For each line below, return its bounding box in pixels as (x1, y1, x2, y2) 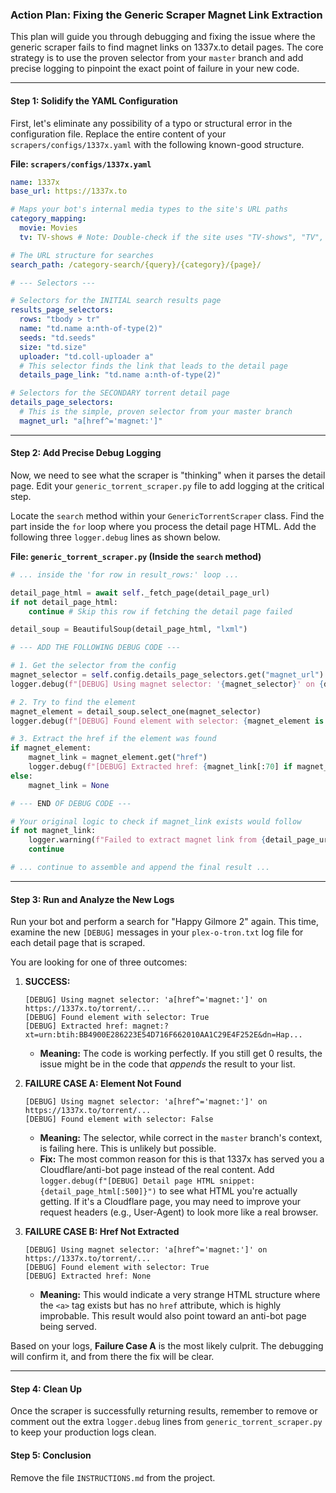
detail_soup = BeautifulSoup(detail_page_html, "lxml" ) (10, 624, 248, 635)
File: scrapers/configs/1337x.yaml (10, 158, 152, 170)
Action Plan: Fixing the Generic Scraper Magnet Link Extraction (10, 8, 323, 22)
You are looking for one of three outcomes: (10, 956, 188, 968)
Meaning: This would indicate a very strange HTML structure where (39, 1289, 321, 1301)
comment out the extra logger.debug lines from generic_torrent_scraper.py (10, 1416, 323, 1428)
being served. (39, 1321, 97, 1333)
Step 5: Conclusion (10, 1449, 92, 1461)
